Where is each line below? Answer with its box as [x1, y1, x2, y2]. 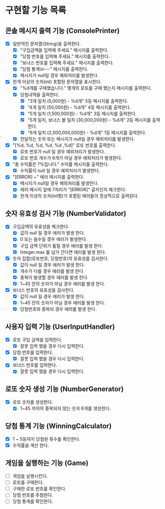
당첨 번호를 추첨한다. [12, 492, 53, 498]
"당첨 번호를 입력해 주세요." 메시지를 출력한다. [20, 54, 110, 60]
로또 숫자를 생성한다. [12, 399, 53, 405]
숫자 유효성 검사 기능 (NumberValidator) [5, 209, 127, 218]
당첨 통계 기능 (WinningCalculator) [5, 421, 112, 430]
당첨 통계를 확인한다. [12, 498, 53, 504]
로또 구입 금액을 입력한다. [12, 337, 63, 343]
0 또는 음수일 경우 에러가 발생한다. [20, 236, 88, 242]
